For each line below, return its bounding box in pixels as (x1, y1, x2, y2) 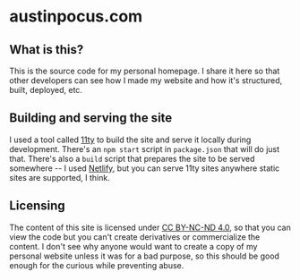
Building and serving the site (9, 110, 173, 126)
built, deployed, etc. (9, 85, 83, 95)
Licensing (9, 199, 65, 214)
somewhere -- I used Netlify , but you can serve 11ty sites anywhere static (9, 163, 280, 174)
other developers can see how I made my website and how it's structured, (9, 75, 283, 86)
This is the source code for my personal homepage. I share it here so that (9, 65, 280, 76)
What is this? (9, 42, 84, 57)
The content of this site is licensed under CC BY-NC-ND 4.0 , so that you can (9, 222, 291, 233)
